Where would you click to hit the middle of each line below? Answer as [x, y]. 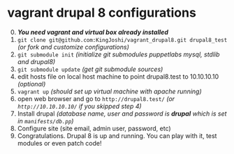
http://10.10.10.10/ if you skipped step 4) [79, 106]
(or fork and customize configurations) [73, 47]
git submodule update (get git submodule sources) [90, 69]
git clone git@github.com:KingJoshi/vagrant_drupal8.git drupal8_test [122, 40]
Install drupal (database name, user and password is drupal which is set [122, 114]
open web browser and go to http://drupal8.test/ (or [96, 98]
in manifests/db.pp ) [45, 121]
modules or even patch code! [60, 143]
